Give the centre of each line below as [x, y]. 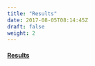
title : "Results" [32, 14]
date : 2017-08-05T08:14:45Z [48, 20]
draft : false [26, 26]
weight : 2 [21, 33]
